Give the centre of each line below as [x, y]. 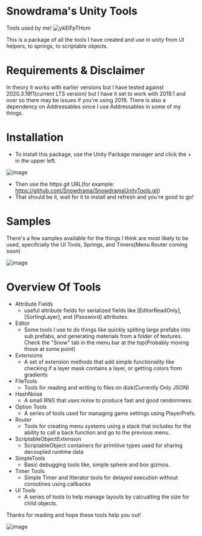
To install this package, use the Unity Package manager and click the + [103, 154]
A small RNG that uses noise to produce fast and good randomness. [108, 400]
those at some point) [50, 348]
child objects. [41, 503]
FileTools [26, 381]
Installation [35, 138]
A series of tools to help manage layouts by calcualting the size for [107, 497]
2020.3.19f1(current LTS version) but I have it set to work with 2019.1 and [96, 93]
